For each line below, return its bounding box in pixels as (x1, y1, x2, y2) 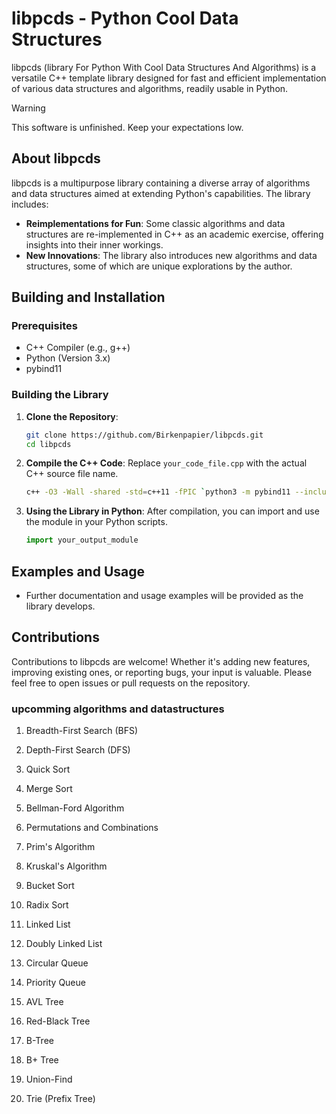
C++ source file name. (25, 468, 119, 480)
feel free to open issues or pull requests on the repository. (11, 677, 251, 689)
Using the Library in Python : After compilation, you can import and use (25, 505, 320, 517)
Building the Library (11, 388, 109, 402)
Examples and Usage (11, 563, 146, 580)
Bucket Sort (25, 880, 75, 892)
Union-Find (25, 1073, 73, 1086)
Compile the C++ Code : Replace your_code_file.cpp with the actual (25, 457, 308, 469)
